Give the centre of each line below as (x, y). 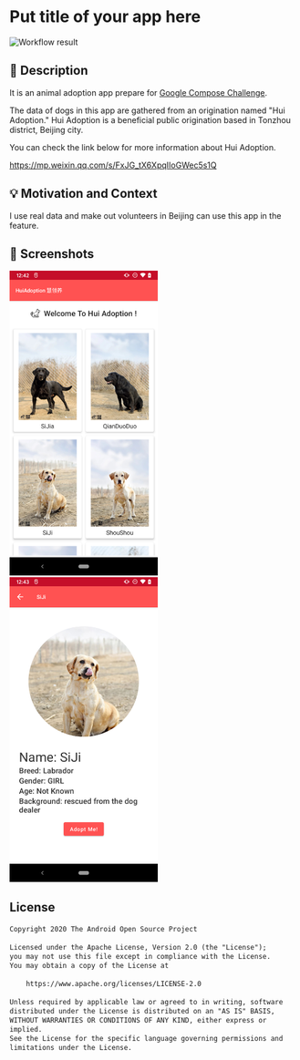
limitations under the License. (71, 1048)
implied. (26, 1030)
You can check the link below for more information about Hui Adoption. (143, 147)
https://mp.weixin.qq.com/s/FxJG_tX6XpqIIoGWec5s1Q (113, 165)
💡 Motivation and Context (83, 194)
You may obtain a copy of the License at (89, 966)
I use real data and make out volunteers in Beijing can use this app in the (145, 215)
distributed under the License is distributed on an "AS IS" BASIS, (142, 1012)
